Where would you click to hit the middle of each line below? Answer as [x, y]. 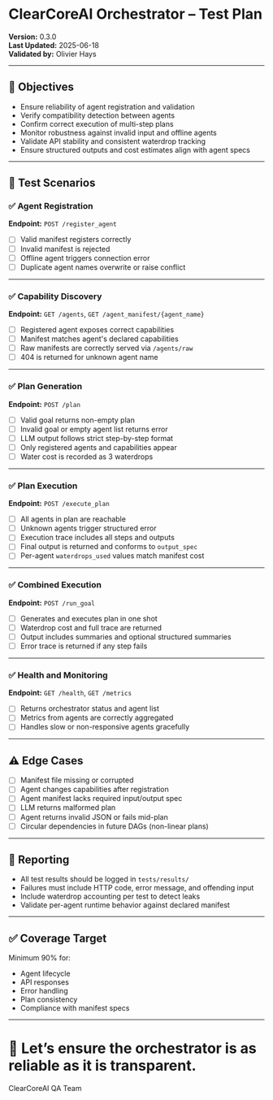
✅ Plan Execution [43, 486]
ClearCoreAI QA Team [45, 1089]
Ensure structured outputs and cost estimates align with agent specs [135, 149]
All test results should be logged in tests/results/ [104, 879]
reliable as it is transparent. [102, 1066]
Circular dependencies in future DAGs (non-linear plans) [114, 826]
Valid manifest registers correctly [76, 240]
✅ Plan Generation [45, 387]
